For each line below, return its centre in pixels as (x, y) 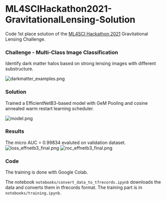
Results (15, 131)
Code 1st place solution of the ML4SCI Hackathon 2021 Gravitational (77, 34)
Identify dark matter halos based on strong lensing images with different (81, 64)
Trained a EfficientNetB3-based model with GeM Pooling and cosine (77, 103)
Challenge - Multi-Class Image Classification (62, 52)
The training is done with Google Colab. (47, 172)
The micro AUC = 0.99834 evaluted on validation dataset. (65, 142)
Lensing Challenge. (25, 39)
